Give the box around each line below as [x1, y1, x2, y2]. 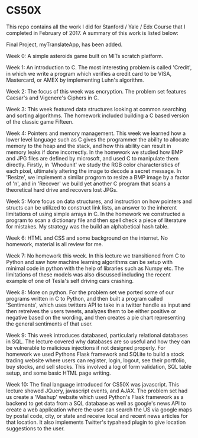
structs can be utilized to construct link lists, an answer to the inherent [6, 204, 177, 211]
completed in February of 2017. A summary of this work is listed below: [6, 29, 178, 36]
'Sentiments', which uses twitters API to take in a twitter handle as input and [6, 301, 191, 308]
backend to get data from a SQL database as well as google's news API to [6, 400, 186, 407]
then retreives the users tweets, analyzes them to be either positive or [6, 307, 177, 314]
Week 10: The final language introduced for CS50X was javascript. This [6, 381, 179, 388]
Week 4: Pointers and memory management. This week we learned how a [6, 130, 186, 137]
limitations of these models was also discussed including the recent [6, 270, 171, 278]
